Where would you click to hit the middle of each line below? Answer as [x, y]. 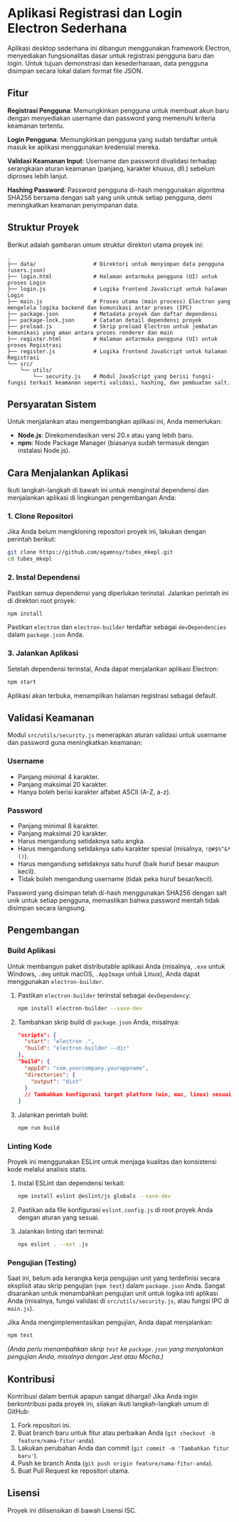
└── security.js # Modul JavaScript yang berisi [111, 376]
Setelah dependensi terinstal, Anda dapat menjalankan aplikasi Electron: [113, 669]
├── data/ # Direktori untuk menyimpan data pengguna [116, 264]
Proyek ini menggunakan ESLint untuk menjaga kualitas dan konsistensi [112, 1162]
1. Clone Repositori [40, 517]
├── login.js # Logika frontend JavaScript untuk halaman [117, 289]
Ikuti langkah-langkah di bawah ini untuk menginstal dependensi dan [108, 490]
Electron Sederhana [67, 28]
